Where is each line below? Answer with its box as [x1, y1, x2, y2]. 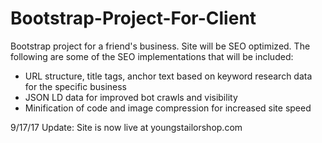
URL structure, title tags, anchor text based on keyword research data [24, 70, 313, 82]
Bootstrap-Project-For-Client [10, 7, 257, 30]
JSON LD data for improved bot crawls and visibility [24, 91, 238, 103]
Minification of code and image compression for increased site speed [24, 102, 312, 114]
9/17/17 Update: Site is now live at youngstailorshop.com [10, 121, 243, 133]
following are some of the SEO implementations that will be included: [10, 50, 294, 62]
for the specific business [24, 80, 127, 92]
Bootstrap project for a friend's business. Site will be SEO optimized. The [10, 40, 311, 52]
